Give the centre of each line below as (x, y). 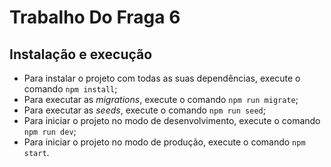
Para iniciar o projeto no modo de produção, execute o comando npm (164, 142)
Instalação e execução (81, 54)
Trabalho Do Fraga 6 (95, 17)
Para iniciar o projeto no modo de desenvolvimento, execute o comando (172, 120)
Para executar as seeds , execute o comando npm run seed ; (144, 110)
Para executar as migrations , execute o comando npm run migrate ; (161, 99)
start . (36, 152)
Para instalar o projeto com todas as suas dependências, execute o (162, 78)
